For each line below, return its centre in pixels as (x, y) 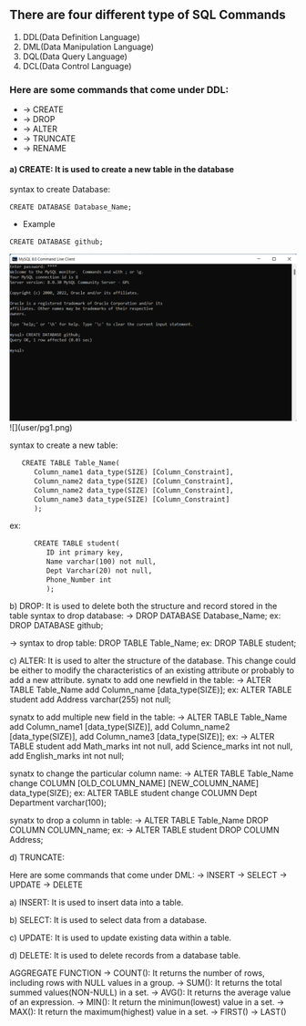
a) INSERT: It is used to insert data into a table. (97, 902)
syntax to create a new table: (64, 445)
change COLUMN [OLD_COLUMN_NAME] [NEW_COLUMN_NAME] (134, 782)
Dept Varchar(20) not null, (99, 570)
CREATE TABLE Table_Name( (71, 463)
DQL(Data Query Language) (75, 56)
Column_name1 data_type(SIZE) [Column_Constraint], (133, 472)
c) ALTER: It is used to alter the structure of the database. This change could (153, 660)
